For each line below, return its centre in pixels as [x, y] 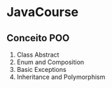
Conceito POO [38, 38]
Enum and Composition [50, 62]
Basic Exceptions [42, 69]
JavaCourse [42, 12]
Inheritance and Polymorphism [61, 77]
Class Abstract [38, 54]
